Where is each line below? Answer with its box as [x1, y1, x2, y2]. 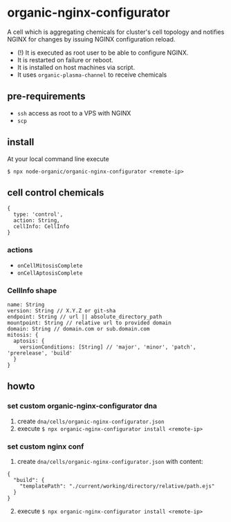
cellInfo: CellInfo [13, 223, 70, 230]
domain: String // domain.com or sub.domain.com [7, 325, 150, 333]
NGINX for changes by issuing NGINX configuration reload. [7, 35, 176, 43]
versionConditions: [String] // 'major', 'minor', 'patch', [19, 344, 196, 351]
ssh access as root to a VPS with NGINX [17, 109, 131, 117]
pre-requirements [7, 91, 86, 102]
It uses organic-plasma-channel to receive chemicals [17, 71, 167, 79]
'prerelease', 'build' [7, 349, 73, 357]
